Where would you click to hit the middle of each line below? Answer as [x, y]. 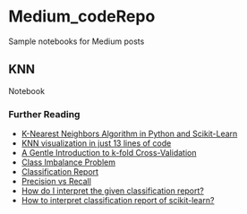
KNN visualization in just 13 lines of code [96, 143]
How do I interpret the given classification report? [113, 191]
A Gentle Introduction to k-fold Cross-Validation [109, 153]
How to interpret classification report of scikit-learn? [118, 201]
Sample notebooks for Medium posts [77, 41]
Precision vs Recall [56, 182]
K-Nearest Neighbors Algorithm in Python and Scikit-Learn [129, 134]
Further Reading [44, 114]
